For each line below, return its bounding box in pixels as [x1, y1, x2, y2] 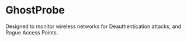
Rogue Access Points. [5, 29, 58, 36]
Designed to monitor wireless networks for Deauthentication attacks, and [5, 23, 182, 30]
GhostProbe [5, 3, 65, 17]
